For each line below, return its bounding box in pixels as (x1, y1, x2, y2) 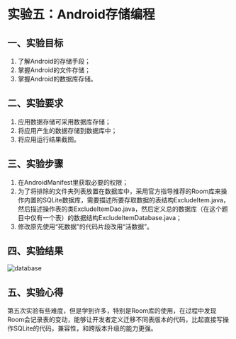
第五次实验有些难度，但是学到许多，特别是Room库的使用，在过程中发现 (7, 306, 217, 315)
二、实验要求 (7, 97, 64, 110)
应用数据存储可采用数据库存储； (17, 117, 111, 126)
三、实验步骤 (7, 158, 64, 170)
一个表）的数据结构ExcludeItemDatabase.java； (42, 213, 183, 222)
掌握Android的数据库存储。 (17, 75, 97, 83)
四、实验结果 (7, 245, 64, 257)
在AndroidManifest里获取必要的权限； (17, 178, 129, 186)
